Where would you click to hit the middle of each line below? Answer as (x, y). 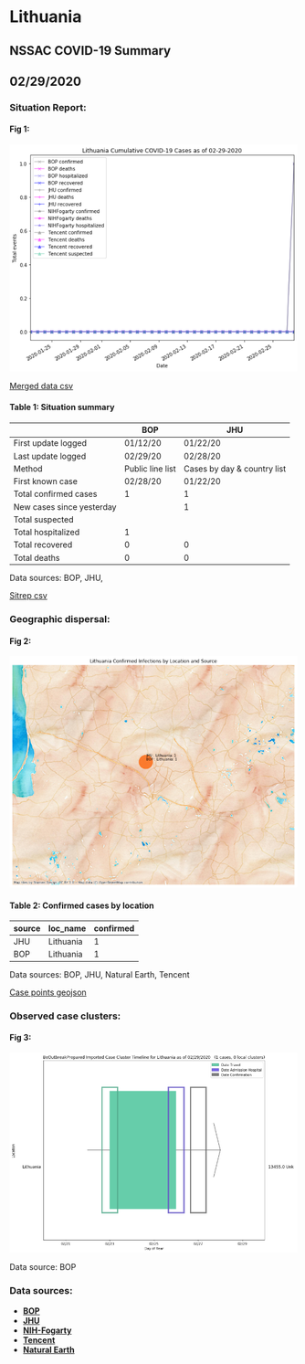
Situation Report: (48, 107)
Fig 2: (21, 640)
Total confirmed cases (55, 494)
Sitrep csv (28, 596)
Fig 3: (21, 1038)
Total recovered (43, 545)
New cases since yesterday (65, 507)
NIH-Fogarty (47, 1330)
